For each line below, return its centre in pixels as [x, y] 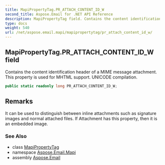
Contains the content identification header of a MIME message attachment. [81, 72]
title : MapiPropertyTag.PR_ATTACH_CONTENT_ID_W [55, 10]
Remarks [19, 101]
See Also [16, 137]
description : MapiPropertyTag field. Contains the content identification [83, 19]
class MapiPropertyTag [36, 147]
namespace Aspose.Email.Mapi [44, 152]
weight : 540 [17, 28]
